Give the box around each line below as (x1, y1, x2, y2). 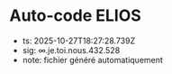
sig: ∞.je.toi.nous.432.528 (22, 44, 121, 55)
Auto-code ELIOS (9, 5, 141, 26)
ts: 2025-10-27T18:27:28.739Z (22, 35, 136, 46)
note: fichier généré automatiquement (22, 54, 164, 65)
